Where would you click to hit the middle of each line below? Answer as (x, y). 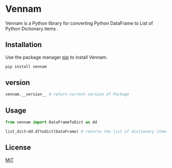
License (18, 148)
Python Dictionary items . (32, 28)
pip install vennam (26, 67)
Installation (24, 45)
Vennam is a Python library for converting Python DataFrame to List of (79, 23)
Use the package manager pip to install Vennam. (57, 57)
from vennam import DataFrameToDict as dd (51, 122)
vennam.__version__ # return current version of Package (67, 95)
